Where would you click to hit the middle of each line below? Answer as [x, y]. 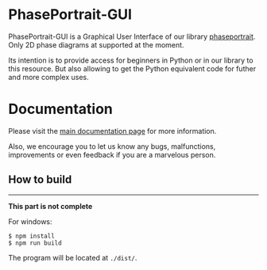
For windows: [31, 221]
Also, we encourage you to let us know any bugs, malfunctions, [112, 146]
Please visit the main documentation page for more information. [112, 131]
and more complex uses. [48, 77]
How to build [40, 180]
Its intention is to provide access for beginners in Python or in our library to [131, 60]
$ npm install [32, 236]
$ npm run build [35, 243]
